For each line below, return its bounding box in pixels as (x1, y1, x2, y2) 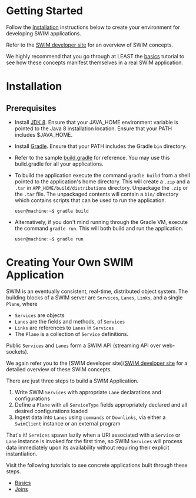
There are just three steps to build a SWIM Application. (6, 377, 139, 384)
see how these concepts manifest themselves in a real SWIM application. (6, 59, 184, 66)
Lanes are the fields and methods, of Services (14, 318, 125, 325)
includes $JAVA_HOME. (14, 131, 73, 138)
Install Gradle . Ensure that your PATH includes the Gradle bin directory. (14, 143, 187, 150)
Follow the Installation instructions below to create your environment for (6, 24, 181, 31)
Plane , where (6, 300, 38, 307)
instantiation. (6, 450, 38, 457)
